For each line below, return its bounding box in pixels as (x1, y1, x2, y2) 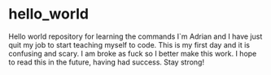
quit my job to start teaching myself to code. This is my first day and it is (8, 40, 251, 49)
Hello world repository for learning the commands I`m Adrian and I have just (8, 31, 263, 41)
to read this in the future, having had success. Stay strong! (8, 57, 205, 67)
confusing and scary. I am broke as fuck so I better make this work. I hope (8, 48, 257, 58)
